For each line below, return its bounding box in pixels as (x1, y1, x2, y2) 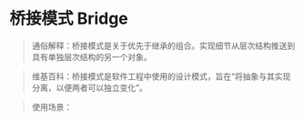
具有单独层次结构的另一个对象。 (31, 51, 152, 62)
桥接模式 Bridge (9, 8, 129, 29)
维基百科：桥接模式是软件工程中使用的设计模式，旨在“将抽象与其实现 (31, 70, 291, 82)
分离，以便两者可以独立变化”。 (31, 82, 147, 93)
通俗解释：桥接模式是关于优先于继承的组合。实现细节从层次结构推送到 (31, 40, 296, 51)
